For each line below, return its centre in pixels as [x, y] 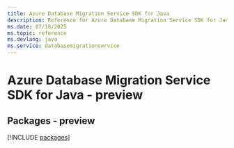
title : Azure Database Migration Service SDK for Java [88, 14]
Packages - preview [51, 121]
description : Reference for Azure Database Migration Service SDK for [112, 20]
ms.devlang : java [32, 40]
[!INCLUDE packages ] [39, 137]
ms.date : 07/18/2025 [37, 26]
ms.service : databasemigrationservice [63, 46]
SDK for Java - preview [75, 95]
